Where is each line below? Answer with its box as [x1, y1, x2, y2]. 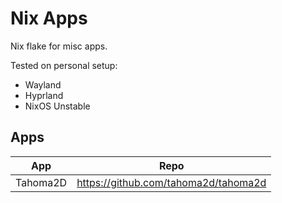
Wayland [24, 78, 62, 91]
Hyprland [24, 89, 64, 101]
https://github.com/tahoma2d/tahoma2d [76, 175, 267, 189]
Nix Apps [10, 7, 88, 30]
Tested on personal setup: [10, 59, 118, 71]
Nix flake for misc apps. [10, 40, 108, 52]
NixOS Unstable [24, 100, 91, 112]
